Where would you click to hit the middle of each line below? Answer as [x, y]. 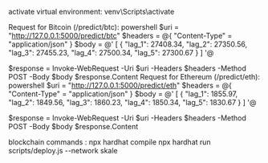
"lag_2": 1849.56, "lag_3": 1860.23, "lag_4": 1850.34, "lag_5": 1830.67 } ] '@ [132, 102]
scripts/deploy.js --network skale [63, 151]
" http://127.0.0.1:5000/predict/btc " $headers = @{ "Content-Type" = [120, 36]
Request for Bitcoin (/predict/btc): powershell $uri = [93, 27]
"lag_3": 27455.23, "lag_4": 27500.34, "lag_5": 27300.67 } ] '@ [111, 53]
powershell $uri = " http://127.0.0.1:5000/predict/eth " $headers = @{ [120, 85]
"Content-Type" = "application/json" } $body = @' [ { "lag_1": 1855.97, [123, 94]
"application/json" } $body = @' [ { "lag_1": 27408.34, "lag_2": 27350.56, [128, 44]
